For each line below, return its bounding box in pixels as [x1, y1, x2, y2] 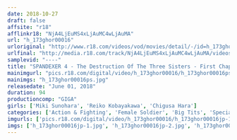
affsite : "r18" [7, 23, 52, 30]
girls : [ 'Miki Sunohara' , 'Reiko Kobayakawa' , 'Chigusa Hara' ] [7, 103, 197, 110]
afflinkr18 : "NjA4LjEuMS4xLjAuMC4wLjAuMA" [7, 30, 134, 37]
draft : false [7, 17, 46, 24]
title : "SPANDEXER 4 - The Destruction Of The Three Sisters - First [7, 63, 217, 70]
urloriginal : [7, 43, 46, 50]
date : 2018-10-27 [7, 10, 59, 18]
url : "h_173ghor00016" [7, 37, 74, 44]
